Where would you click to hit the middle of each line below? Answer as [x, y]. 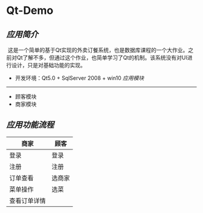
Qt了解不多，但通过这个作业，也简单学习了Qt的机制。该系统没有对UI [102, 57]
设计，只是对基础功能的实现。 [48, 65]
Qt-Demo [30, 11]
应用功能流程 [30, 125]
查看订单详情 [28, 200]
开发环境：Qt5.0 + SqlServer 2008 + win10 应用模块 [79, 78]
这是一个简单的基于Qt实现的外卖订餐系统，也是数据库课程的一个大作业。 [98, 50]
